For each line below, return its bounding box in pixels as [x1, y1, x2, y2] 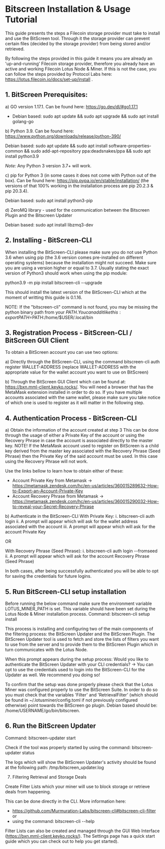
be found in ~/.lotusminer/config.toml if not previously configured [5, 697, 138, 703]
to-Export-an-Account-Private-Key [12, 488, 83, 494]
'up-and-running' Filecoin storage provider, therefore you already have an [5, 61, 155, 66]
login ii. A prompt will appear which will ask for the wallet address [5, 518, 138, 525]
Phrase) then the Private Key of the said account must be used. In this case [5, 453, 158, 459]
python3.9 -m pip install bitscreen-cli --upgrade [5, 280, 102, 285]
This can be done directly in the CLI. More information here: [5, 798, 127, 804]
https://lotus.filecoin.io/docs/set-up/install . [5, 76, 93, 82]
